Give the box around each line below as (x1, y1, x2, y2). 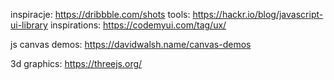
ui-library (10, 19, 48, 31)
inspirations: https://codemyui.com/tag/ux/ (49, 19, 227, 31)
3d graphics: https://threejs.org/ (10, 58, 143, 69)
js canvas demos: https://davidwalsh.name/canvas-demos (10, 39, 252, 50)
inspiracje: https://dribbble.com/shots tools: (10, 9, 191, 20)
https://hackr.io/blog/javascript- (192, 9, 324, 20)
